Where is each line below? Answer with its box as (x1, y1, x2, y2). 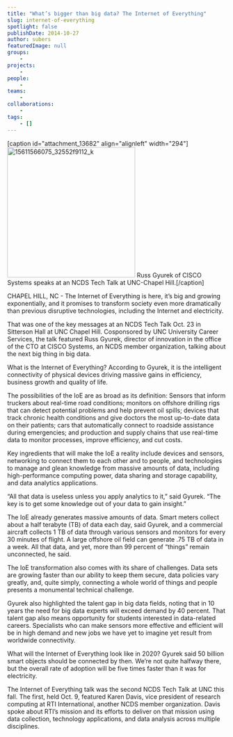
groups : (7, 49, 30, 56)
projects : (7, 62, 36, 69)
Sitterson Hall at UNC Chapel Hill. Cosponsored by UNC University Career (7, 327, 219, 336)
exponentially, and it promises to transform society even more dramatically (7, 299, 221, 307)
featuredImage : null (7, 42, 67, 49)
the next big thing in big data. (7, 349, 92, 358)
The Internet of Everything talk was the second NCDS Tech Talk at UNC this (7, 685, 225, 693)
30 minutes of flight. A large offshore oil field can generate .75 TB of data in (7, 535, 224, 543)
